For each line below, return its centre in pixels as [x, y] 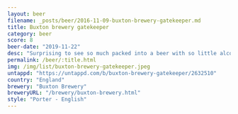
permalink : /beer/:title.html [52, 60]
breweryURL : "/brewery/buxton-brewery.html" [74, 93]
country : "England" [36, 80]
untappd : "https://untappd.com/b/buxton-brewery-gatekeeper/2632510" [112, 73]
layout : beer [27, 14]
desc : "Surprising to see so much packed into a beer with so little [112, 54]
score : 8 [20, 40]
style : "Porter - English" [47, 100]
